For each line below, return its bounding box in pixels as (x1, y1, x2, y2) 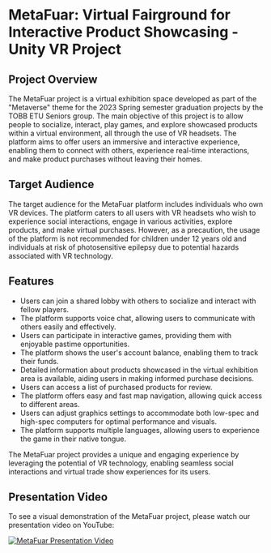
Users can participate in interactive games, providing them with (19, 330, 232, 340)
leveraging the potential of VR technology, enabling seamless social (8, 458, 235, 468)
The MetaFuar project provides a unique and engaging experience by (8, 449, 239, 459)
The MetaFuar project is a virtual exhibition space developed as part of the (8, 94, 257, 103)
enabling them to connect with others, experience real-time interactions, (8, 146, 250, 155)
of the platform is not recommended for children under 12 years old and (8, 234, 247, 243)
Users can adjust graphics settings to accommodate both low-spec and (19, 408, 260, 418)
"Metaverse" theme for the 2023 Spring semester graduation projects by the (8, 103, 264, 112)
